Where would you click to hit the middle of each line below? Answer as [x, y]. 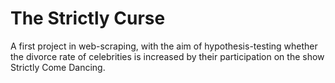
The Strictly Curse [88, 18]
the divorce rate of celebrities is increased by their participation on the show [167, 56]
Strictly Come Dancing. [58, 67]
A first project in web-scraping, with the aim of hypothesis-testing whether [164, 46]
